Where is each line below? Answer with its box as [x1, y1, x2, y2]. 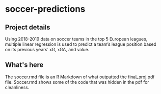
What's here [5, 61, 44, 69]
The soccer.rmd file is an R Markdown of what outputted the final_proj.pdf [5, 74, 155, 80]
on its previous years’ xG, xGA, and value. [5, 47, 90, 52]
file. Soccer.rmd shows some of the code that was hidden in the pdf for [5, 79, 149, 85]
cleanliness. [5, 84, 29, 90]
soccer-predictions [5, 3, 85, 15]
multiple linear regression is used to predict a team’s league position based [5, 41, 157, 47]
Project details [5, 23, 51, 31]
